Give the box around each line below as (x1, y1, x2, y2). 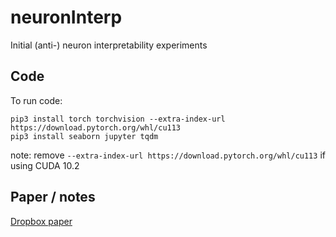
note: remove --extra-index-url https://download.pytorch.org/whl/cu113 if (10, 149, 326, 161)
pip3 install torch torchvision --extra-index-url (10, 114, 226, 124)
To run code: (10, 94, 63, 106)
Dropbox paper (10, 215, 73, 227)
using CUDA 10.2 (10, 159, 80, 171)
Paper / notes (10, 189, 96, 206)
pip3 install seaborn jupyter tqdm (10, 131, 159, 141)
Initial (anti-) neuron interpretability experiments (10, 39, 208, 51)
